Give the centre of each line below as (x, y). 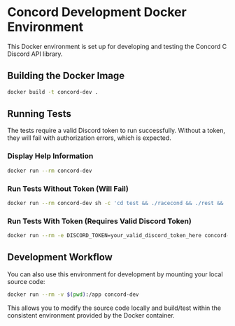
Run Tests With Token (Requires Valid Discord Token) (100, 221)
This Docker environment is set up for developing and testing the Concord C (117, 46)
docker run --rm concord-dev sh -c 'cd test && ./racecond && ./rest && (115, 203)
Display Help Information (50, 156)
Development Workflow (60, 257)
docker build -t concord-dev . (53, 92)
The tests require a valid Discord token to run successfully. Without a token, (116, 131)
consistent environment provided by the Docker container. (91, 315)
